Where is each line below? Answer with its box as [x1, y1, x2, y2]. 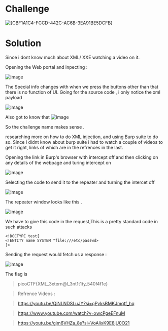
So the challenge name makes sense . [5, 123, 85, 130]
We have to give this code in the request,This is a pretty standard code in [5, 218, 158, 224]
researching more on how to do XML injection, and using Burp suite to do [5, 134, 158, 140]
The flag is [5, 271, 28, 277]
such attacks [5, 224, 32, 230]
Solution [5, 37, 42, 49]
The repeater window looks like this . [5, 198, 82, 205]
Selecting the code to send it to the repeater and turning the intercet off [5, 179, 155, 185]
